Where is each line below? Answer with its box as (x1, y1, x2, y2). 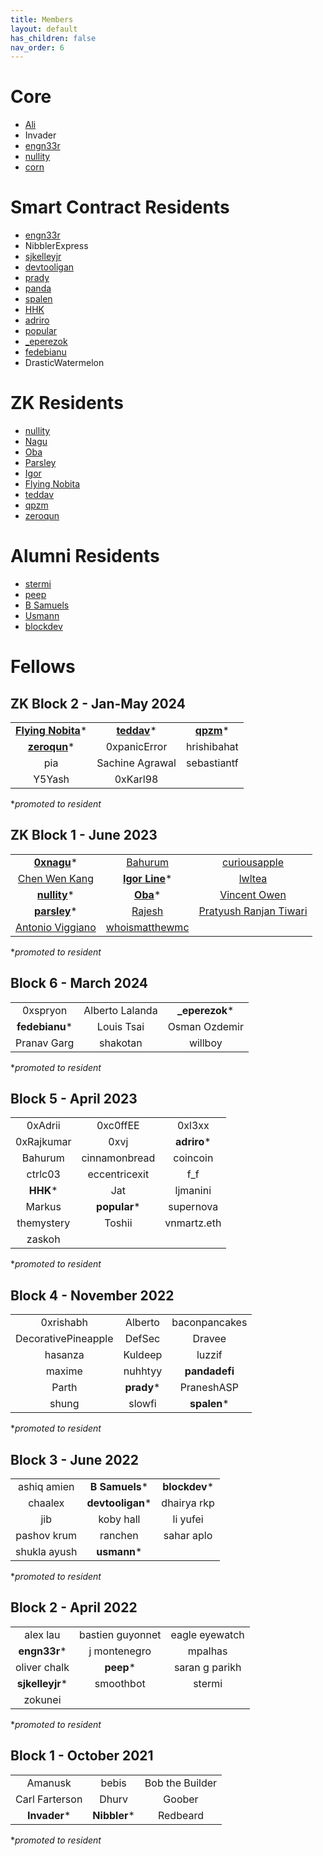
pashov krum (15, 1529, 78, 1543)
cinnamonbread (81, 1151, 156, 1165)
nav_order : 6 (10, 42, 65, 53)
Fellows (10, 656, 76, 678)
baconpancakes (171, 1316, 248, 1330)
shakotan (99, 1036, 143, 1050)
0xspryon (21, 1003, 68, 1017)
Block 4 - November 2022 (10, 1287, 175, 1304)
